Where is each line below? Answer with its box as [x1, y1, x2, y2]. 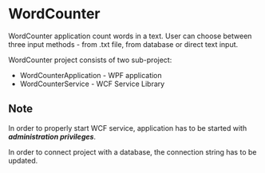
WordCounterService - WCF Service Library [19, 79, 165, 88]
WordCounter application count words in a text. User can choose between [8, 31, 252, 41]
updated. [8, 155, 38, 165]
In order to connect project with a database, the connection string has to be [8, 147, 257, 156]
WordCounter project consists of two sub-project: [8, 55, 172, 65]
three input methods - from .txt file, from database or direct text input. [8, 39, 239, 49]
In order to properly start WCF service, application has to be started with [8, 123, 247, 132]
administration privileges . [8, 132, 97, 141]
